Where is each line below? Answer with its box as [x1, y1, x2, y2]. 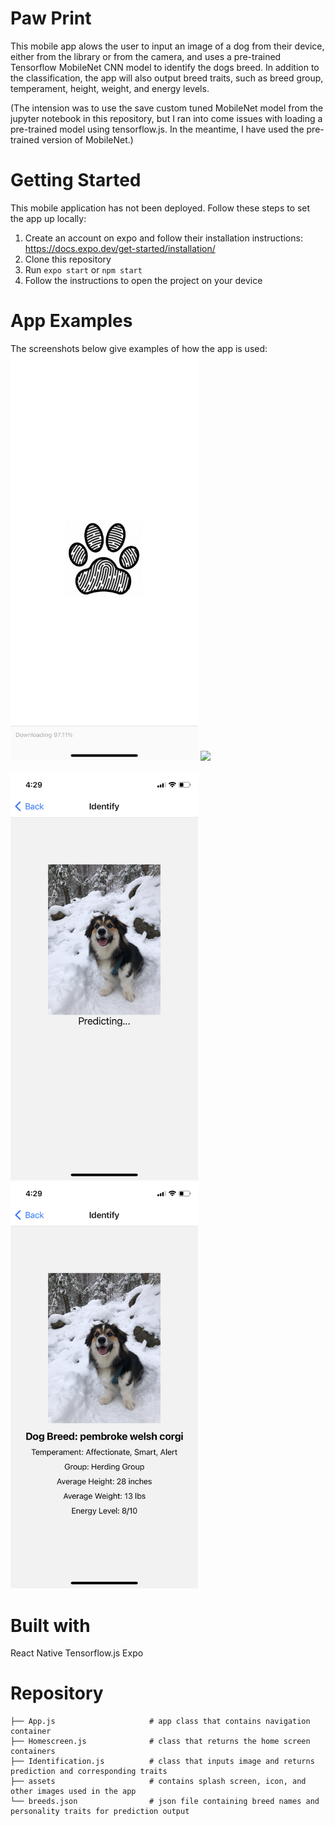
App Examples [10, 310, 133, 332]
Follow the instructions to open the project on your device [24, 274, 263, 286]
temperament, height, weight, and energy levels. [10, 82, 210, 94]
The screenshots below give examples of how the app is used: [10, 342, 268, 354]
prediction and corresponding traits [10, 1767, 168, 1777]
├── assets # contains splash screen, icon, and [10, 1777, 307, 1787]
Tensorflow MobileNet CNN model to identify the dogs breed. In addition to [10, 61, 320, 73]
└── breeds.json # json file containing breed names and [10, 1797, 320, 1807]
